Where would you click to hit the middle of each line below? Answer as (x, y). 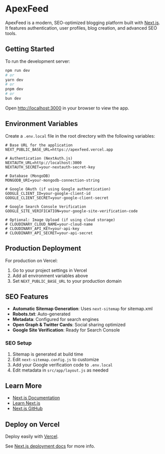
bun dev (13, 98)
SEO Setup (19, 343)
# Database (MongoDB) (28, 176)
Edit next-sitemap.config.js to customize (56, 359)
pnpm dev (14, 89)
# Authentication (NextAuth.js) (39, 158)
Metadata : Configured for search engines (56, 319)
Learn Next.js (26, 403)
